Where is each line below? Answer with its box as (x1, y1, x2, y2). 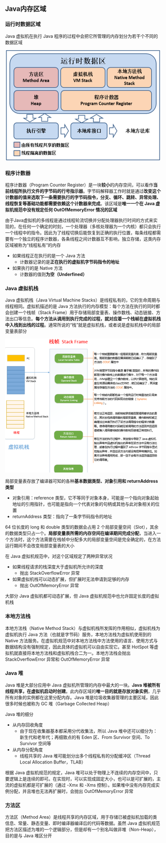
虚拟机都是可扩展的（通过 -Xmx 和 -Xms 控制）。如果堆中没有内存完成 (13, 782, 156, 788)
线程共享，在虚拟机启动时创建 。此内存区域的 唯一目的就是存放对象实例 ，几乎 (5, 688, 161, 694)
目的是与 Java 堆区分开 (5, 833, 52, 839)
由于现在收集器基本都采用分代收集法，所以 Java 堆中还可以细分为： (19, 728, 158, 734)
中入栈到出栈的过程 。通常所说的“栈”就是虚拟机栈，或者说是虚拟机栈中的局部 (5, 322, 161, 328)
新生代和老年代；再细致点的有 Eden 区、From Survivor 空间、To (19, 734, 150, 740)
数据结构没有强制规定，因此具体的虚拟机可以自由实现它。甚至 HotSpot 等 (5, 644, 154, 650)
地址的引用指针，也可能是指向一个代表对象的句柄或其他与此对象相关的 (12, 501, 156, 507)
